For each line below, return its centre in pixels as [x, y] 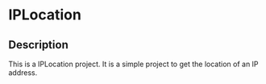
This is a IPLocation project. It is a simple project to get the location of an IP [134, 64]
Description [38, 45]
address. [23, 73]
